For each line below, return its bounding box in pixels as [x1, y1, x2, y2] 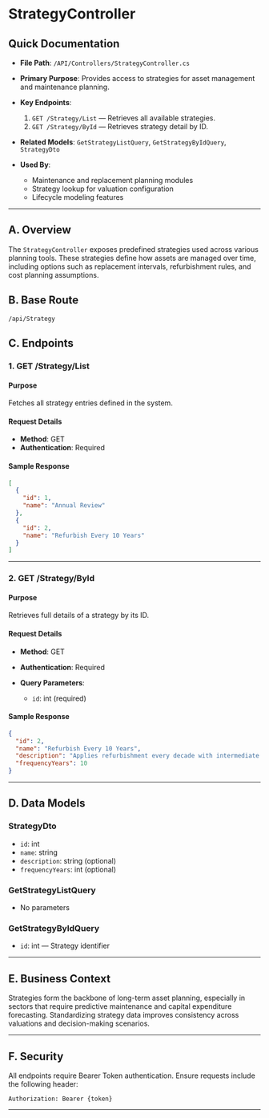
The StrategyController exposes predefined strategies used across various [8, 244, 259, 254]
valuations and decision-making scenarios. [8, 1018, 151, 1028]
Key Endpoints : [19, 98, 72, 107]
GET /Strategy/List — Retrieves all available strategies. [31, 113, 216, 123]
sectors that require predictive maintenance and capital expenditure [8, 1002, 232, 1011]
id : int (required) [31, 693, 86, 703]
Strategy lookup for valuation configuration [31, 184, 174, 193]
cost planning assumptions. [8, 270, 99, 279]
